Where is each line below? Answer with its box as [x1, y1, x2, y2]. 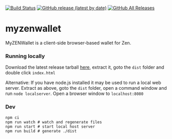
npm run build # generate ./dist [5, 128, 77, 133]
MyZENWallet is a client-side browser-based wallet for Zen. [5, 39, 131, 46]
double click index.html [5, 70, 55, 76]
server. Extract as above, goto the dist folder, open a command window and [5, 85, 167, 91]
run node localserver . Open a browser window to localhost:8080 [5, 90, 144, 97]
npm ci [5, 115, 20, 120]
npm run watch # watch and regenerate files [5, 120, 102, 125]
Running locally [5, 52, 45, 59]
